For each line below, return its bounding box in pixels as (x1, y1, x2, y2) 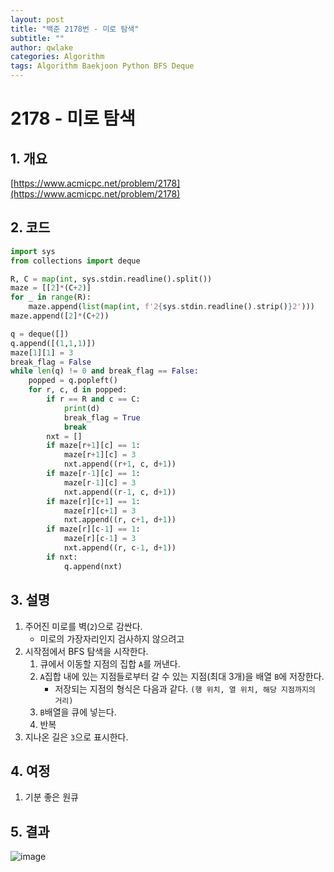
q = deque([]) (10, 329, 70, 339)
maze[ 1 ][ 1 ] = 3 (10, 347, 74, 358)
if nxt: (46, 552, 78, 562)
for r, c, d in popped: (28, 385, 128, 395)
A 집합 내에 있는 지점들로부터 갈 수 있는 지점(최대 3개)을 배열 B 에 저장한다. (39, 670, 325, 682)
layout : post (10, 14, 65, 25)
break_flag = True (63, 412, 141, 423)
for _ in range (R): (10, 292, 92, 303)
